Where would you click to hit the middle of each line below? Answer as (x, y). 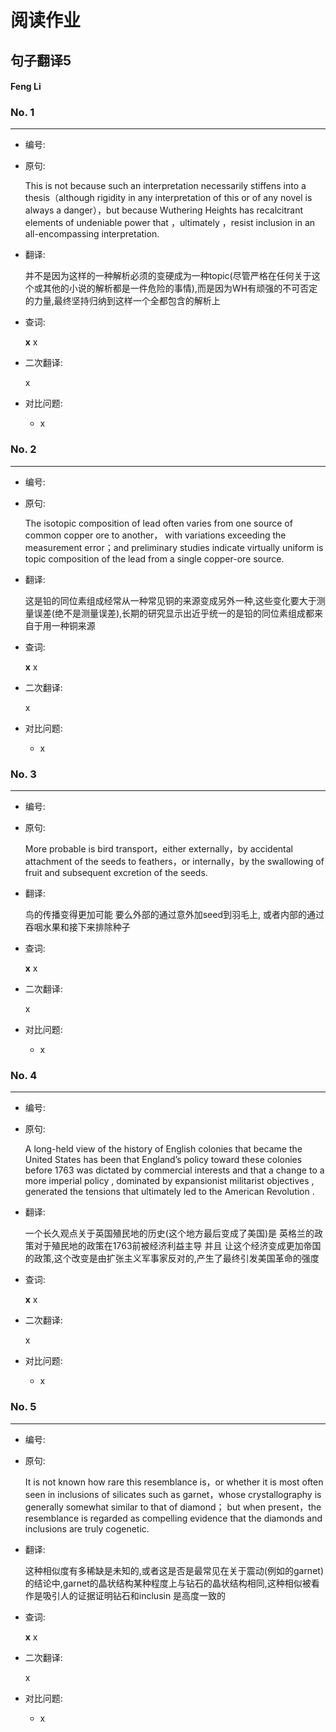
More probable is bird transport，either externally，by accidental (158, 849)
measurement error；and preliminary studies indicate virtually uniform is (174, 547)
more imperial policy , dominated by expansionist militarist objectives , (169, 1181)
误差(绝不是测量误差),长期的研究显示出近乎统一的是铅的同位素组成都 (174, 613)
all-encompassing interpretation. (92, 234)
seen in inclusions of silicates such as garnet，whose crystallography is (173, 1494)
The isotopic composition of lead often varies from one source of (158, 523)
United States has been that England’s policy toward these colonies (163, 1160)
